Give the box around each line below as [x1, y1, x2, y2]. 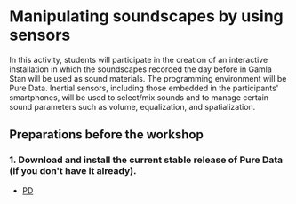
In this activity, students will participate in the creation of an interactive [9, 54, 268, 65]
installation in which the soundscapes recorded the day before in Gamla [9, 64, 273, 75]
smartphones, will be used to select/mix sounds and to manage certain [9, 91, 269, 103]
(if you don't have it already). [9, 165, 137, 177]
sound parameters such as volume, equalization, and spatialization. [9, 101, 256, 112]
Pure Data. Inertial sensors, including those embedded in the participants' [9, 82, 279, 93]
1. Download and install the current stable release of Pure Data [9, 153, 284, 166]
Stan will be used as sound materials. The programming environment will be [9, 73, 287, 83]
